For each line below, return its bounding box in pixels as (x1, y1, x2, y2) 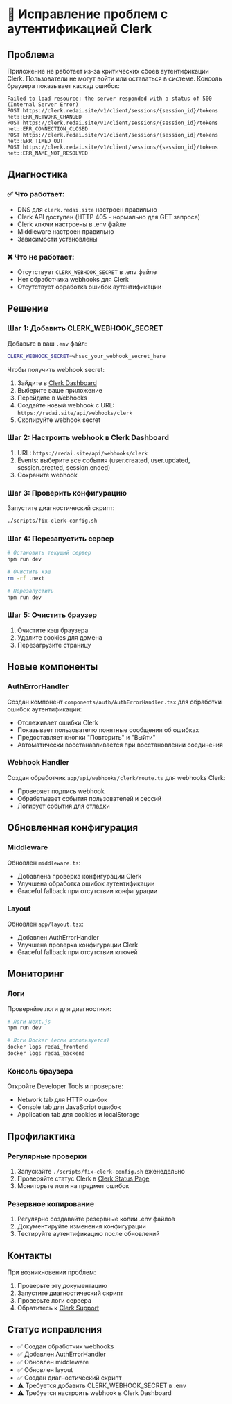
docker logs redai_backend (7, 1050, 85, 1057)
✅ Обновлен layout (17, 1365, 73, 1373)
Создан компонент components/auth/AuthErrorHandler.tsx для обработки (7, 697, 222, 706)
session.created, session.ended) (17, 463, 111, 471)
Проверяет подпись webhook (17, 787, 105, 795)
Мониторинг (7, 968, 64, 980)
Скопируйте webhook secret (17, 416, 100, 424)
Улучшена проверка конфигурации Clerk (17, 940, 139, 949)
